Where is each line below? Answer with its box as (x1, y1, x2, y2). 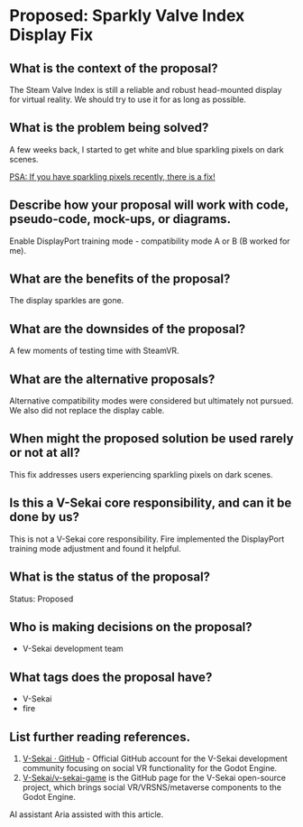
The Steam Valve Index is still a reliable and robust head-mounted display (9, 85, 282, 95)
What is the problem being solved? (9, 120, 209, 135)
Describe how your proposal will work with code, (9, 198, 289, 213)
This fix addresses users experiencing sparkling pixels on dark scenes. (9, 469, 273, 479)
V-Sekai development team (22, 643, 124, 655)
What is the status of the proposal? (9, 570, 210, 585)
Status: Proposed (9, 593, 74, 604)
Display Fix (9, 24, 94, 45)
